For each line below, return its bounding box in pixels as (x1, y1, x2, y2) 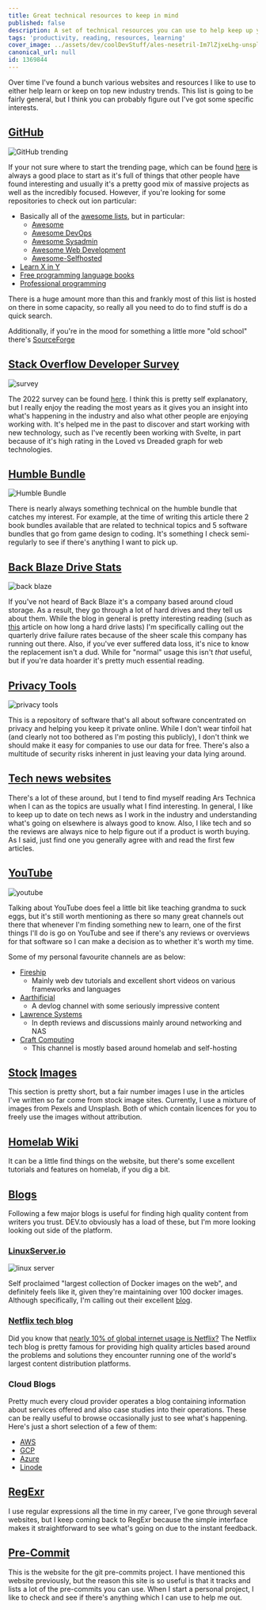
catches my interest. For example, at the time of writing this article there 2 (8, 512, 249, 522)
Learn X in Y (19, 262, 61, 271)
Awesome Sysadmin (31, 236, 98, 246)
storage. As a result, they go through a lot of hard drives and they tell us (8, 606, 243, 615)
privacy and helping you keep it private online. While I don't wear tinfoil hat (8, 723, 252, 733)
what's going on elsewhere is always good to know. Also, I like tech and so (8, 818, 252, 828)
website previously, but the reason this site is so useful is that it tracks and (8, 1575, 251, 1585)
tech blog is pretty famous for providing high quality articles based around (8, 1341, 251, 1352)
